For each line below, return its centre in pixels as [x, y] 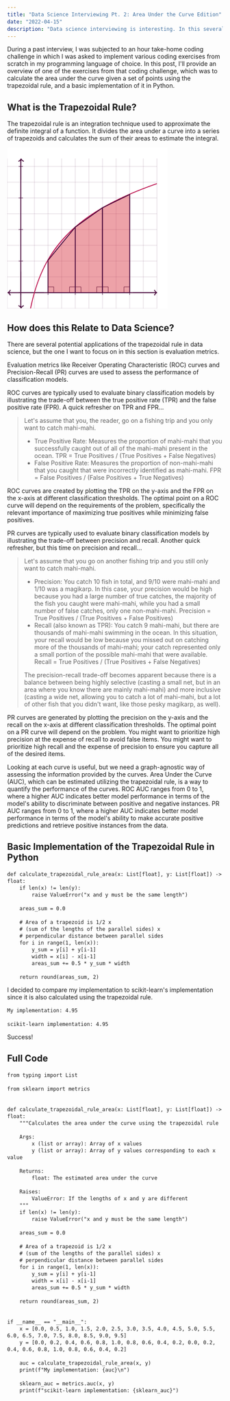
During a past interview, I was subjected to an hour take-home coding [105, 49]
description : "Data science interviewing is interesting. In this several [116, 29]
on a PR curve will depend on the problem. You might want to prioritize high [114, 732]
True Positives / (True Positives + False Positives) [103, 618]
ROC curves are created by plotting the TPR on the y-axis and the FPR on [110, 491]
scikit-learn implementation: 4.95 [58, 1024]
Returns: [32, 1171]
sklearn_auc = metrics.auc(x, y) [67, 1384]
